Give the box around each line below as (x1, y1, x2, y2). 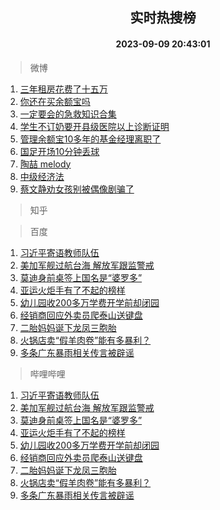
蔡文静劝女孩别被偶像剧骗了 (19, 183, 135, 195)
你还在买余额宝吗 (19, 95, 91, 107)
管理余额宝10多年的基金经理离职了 (19, 133, 162, 145)
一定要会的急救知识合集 (19, 108, 117, 120)
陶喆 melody (19, 158, 72, 170)
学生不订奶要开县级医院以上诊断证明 (19, 120, 170, 132)
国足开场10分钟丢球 (19, 145, 100, 157)
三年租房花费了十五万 (19, 83, 108, 95)
